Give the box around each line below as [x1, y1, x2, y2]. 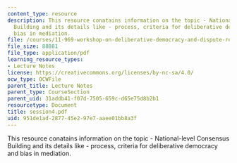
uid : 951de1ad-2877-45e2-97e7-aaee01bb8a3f [7, 115, 138, 122]
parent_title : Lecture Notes [7, 82, 93, 89]
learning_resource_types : [7, 56, 83, 63]
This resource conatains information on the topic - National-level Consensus [7, 134, 230, 143]
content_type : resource [7, 10, 78, 18]
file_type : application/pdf [7, 50, 90, 57]
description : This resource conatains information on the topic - [7, 17, 207, 24]
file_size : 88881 [7, 43, 59, 50]
